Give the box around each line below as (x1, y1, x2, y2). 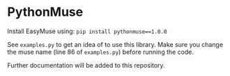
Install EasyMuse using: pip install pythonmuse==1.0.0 (7, 27, 167, 35)
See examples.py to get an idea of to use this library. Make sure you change (7, 40, 224, 48)
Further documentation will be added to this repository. (7, 61, 165, 69)
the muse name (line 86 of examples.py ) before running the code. (7, 48, 194, 56)
